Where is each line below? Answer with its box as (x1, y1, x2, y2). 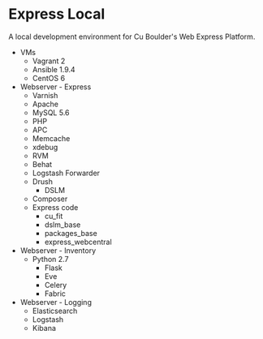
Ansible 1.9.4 (32, 64, 75, 74)
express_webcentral (44, 237, 112, 247)
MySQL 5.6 (32, 107, 71, 118)
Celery (44, 280, 67, 290)
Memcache (32, 133, 71, 143)
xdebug (32, 142, 58, 152)
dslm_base (44, 220, 81, 230)
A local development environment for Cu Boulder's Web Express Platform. (8, 32, 256, 41)
